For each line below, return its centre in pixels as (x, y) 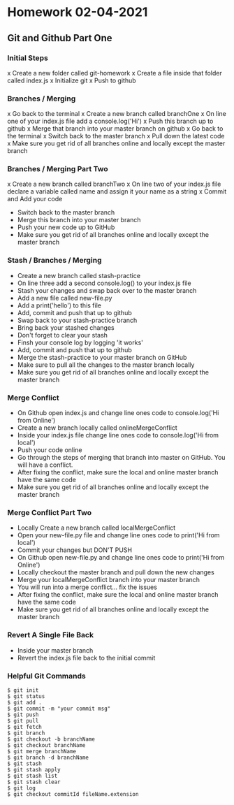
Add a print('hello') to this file (59, 305)
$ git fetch (24, 727)
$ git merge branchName (42, 751)
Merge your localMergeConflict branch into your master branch (109, 580)
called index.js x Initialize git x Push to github (72, 80)
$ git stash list (32, 776)
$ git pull (23, 720)
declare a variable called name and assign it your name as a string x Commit (117, 191)
